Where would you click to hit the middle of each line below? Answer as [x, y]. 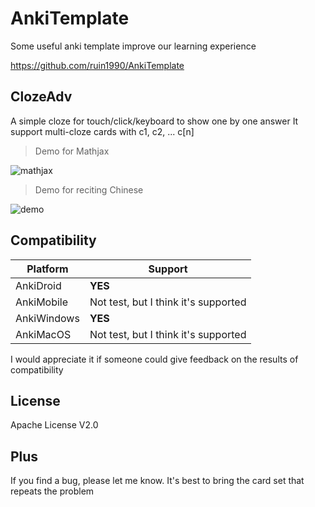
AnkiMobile [42, 302]
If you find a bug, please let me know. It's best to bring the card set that [157, 481]
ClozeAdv [41, 97]
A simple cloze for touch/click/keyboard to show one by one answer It [154, 121]
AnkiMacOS [43, 334]
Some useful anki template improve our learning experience [133, 46]
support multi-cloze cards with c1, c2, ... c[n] [102, 131]
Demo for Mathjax [72, 151]
